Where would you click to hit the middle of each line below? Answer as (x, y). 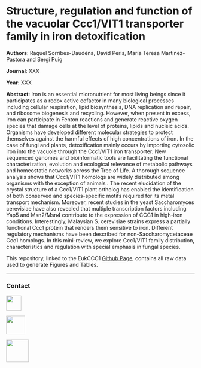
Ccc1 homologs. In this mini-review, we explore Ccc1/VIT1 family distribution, (100, 240)
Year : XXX (19, 83)
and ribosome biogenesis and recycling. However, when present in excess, (98, 113)
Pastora (16, 59)
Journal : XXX (23, 71)
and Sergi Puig (45, 59)
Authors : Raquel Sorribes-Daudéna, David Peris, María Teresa (83, 53)
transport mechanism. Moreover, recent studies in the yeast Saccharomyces (100, 202)
